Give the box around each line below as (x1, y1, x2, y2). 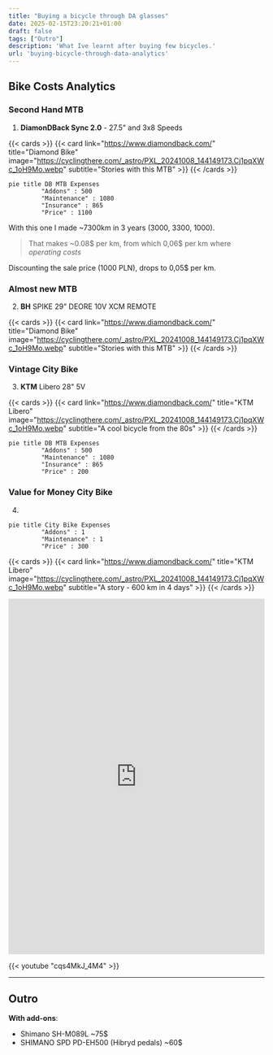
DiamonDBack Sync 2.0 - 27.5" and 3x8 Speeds (19, 123, 183, 132)
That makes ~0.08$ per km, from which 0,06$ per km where (28, 238, 232, 248)
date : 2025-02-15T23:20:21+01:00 (8, 20, 122, 28)
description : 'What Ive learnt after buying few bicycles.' (8, 42, 217, 50)
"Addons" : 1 (41, 527, 85, 536)
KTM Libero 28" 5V (19, 382, 86, 392)
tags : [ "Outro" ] (8, 34, 63, 43)
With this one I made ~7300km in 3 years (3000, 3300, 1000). (8, 223, 215, 232)
